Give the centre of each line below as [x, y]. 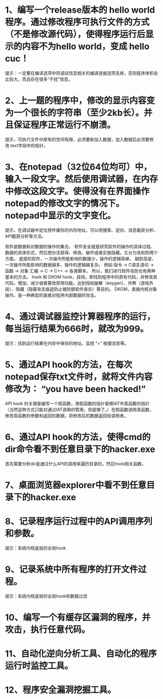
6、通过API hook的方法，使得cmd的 [78, 437]
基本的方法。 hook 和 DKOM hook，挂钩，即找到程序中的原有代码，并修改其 [81, 277]
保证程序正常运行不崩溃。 [65, 125]
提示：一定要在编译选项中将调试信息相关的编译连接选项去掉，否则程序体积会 [81, 73]
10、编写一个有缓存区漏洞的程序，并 [78, 617]
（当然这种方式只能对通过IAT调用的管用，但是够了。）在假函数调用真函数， [80, 409]
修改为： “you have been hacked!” [75, 389]
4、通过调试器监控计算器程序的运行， [80, 316]
